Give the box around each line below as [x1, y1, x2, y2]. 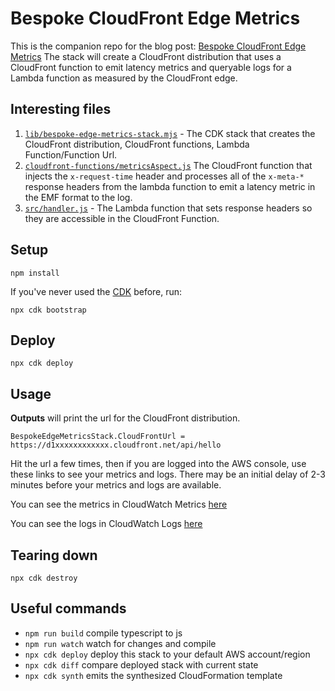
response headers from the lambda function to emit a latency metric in [24, 180, 316, 192]
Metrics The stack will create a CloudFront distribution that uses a [10, 50, 282, 62]
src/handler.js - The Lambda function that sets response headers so [24, 202, 313, 214]
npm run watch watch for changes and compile [24, 637, 217, 649]
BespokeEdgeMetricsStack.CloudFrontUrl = [10, 432, 186, 442]
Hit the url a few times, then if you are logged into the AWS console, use [10, 458, 307, 470]
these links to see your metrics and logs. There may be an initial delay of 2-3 [10, 468, 326, 481]
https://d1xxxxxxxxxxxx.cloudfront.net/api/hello [10, 440, 222, 451]
